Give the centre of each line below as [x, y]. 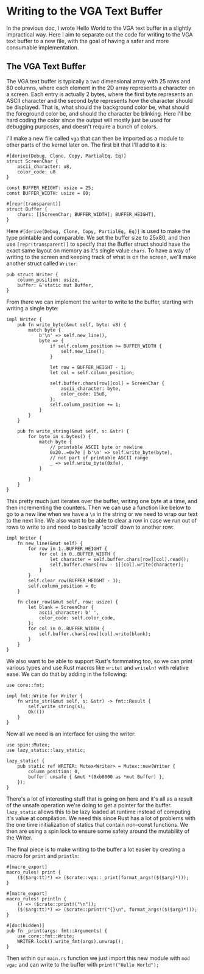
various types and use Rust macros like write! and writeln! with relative [97, 667]
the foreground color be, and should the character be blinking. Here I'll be [99, 113]
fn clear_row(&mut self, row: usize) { [68, 602]
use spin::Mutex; [28, 745]
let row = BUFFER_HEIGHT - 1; [88, 367]
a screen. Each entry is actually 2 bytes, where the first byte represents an [100, 94]
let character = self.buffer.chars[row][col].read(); [119, 559]
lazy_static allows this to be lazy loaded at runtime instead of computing [98, 812]
